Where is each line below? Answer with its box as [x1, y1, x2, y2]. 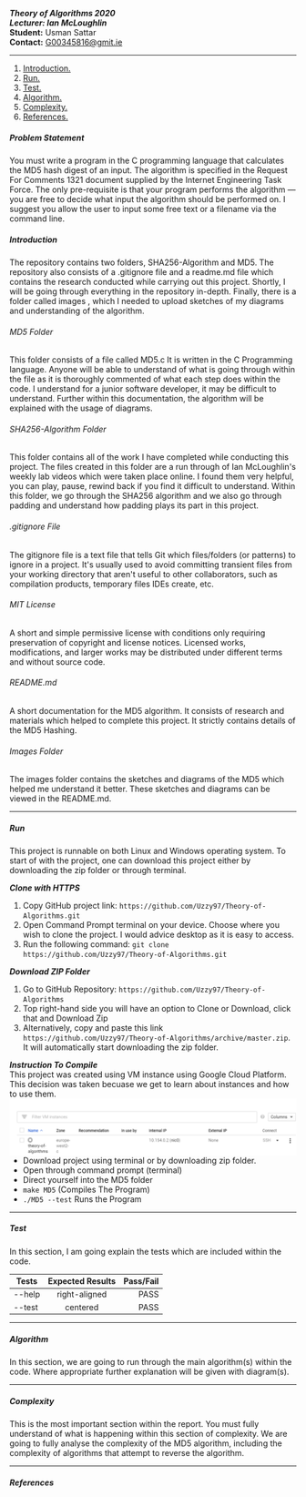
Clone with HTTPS [9, 882, 80, 893]
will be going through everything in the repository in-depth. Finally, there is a [9, 286, 297, 297]
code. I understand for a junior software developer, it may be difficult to [9, 383, 277, 394]
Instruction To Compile [9, 1060, 98, 1071]
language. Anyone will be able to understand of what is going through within [9, 364, 296, 375]
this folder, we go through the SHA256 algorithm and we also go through [9, 491, 282, 502]
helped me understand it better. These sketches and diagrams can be [9, 783, 270, 795]
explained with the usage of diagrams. [9, 402, 153, 413]
